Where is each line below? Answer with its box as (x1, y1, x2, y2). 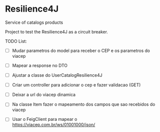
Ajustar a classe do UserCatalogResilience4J (12, 72, 103, 78)
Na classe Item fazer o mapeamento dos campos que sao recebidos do (12, 101, 156, 107)
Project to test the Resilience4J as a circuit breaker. (5, 29, 108, 34)
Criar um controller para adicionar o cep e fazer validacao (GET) (12, 82, 141, 88)
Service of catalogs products (5, 19, 63, 25)
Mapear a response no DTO (12, 63, 68, 68)
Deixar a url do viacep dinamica (12, 92, 76, 98)
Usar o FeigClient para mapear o (12, 116, 77, 122)
